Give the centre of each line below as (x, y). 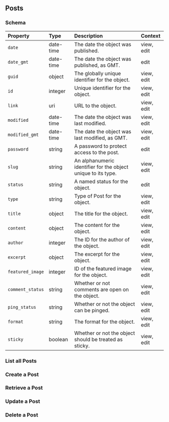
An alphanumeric (94, 160)
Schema (16, 23)
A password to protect (100, 146)
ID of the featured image (103, 268)
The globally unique (98, 73)
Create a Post (22, 374)
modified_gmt (23, 134)
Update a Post (23, 401)
